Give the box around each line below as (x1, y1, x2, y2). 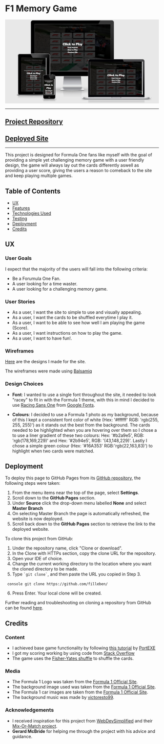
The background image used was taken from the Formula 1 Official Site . (12, 684, 156, 690)
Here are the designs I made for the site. (5, 359, 86, 365)
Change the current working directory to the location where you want (12, 561, 152, 567)
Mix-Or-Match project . (12, 723, 58, 729)
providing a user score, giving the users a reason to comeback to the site (5, 168, 152, 174)
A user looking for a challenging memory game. (12, 286, 108, 292)
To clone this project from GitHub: (5, 536, 73, 542)
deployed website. (12, 526, 50, 532)
